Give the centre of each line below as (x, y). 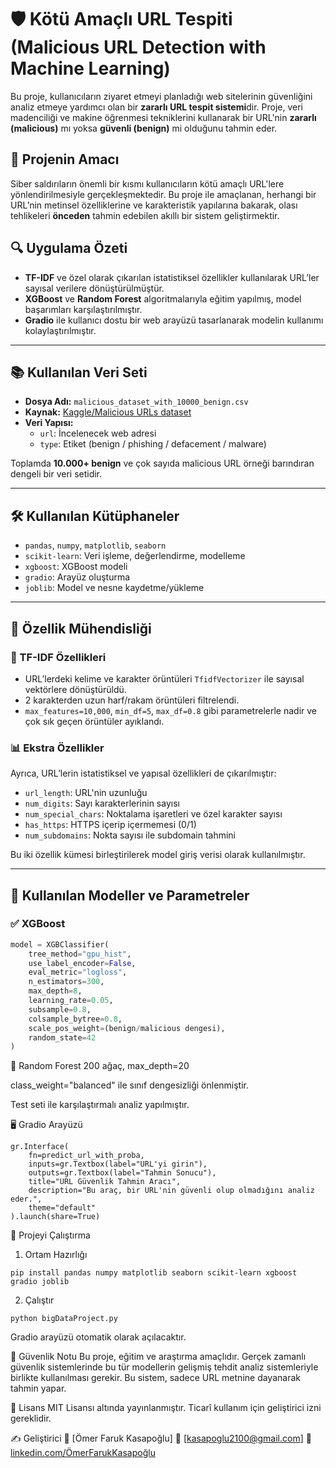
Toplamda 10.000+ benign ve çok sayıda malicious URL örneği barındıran (162, 463)
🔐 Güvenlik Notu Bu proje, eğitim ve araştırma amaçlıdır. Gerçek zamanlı (158, 1357)
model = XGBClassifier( (60, 944)
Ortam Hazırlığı (56, 1255)
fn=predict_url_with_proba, (86, 1156)
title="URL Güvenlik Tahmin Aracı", (105, 1182)
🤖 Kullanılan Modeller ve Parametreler (130, 895)
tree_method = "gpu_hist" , (80, 954)
